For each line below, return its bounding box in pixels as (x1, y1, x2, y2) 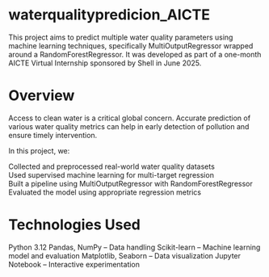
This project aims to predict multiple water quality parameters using (8, 32, 233, 42)
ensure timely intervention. (8, 130, 98, 140)
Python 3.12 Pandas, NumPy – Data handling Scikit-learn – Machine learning (8, 242, 261, 252)
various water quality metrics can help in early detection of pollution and (8, 121, 250, 131)
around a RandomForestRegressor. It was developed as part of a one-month (8, 49, 262, 59)
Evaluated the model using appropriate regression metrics (8, 187, 202, 197)
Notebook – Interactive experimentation (8, 259, 140, 269)
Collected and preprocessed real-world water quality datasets (8, 162, 216, 171)
